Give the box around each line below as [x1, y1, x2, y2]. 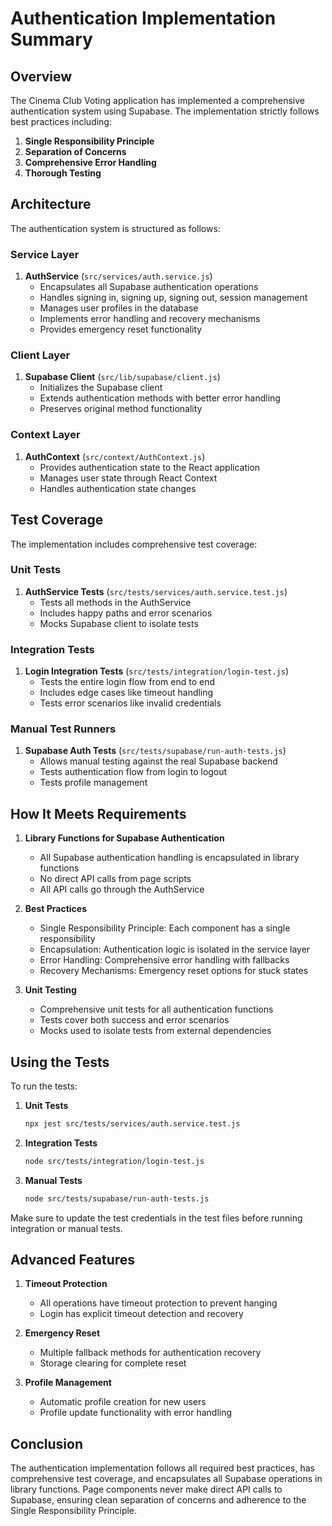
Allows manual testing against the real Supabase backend [39, 755, 278, 767]
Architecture [10, 196, 92, 213]
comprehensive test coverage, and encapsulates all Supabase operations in [10, 1473, 323, 1485]
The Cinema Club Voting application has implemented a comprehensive [10, 95, 305, 106]
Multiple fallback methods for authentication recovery [39, 1347, 262, 1359]
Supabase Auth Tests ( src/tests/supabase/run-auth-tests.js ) [24, 745, 287, 757]
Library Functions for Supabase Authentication [24, 832, 225, 844]
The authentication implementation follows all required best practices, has [10, 1462, 315, 1474]
